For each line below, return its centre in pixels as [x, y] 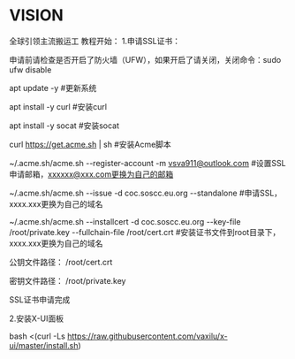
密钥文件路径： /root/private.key [68, 280]
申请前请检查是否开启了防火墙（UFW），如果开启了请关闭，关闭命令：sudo [145, 59]
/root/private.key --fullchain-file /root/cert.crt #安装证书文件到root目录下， [145, 232]
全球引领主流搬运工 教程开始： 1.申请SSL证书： [95, 41]
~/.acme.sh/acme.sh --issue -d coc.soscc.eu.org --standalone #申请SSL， [146, 193]
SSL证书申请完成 [40, 299]
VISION [36, 15]
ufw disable [30, 69]
